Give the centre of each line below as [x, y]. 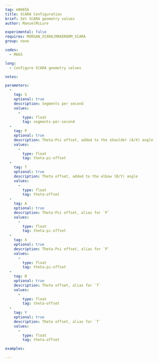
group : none [17, 41]
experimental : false [26, 32]
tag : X [20, 240]
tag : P [20, 131]
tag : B [20, 277]
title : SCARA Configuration [34, 14]
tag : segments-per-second [49, 122]
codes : [12, 50]
